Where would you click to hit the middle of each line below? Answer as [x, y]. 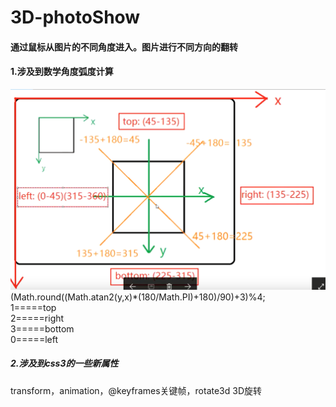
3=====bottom [42, 328]
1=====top [33, 307]
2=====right [37, 318]
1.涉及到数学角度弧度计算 [62, 72]
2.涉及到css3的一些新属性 [64, 363]
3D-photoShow [75, 17]
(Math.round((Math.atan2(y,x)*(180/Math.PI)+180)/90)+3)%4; [138, 297]
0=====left [34, 339]
